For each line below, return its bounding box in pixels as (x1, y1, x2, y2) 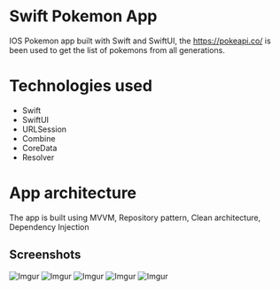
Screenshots (9, 248, 82, 263)
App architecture (9, 183, 137, 203)
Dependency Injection (9, 221, 90, 232)
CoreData (21, 142, 58, 153)
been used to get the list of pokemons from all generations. (9, 44, 226, 55)
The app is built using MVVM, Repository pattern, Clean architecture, (9, 212, 261, 223)
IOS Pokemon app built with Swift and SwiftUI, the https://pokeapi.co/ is (9, 35, 272, 46)
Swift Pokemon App (9, 6, 158, 27)
